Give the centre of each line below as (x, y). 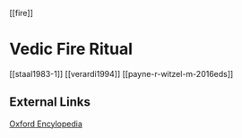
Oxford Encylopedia (46, 124)
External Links (50, 102)
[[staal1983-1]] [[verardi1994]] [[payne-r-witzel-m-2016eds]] (121, 73)
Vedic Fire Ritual (71, 49)
